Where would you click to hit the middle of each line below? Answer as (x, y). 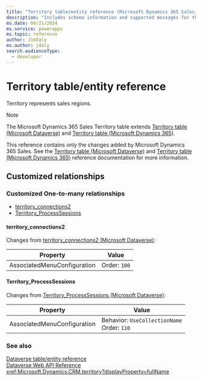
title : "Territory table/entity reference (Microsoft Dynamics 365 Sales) (102, 12)
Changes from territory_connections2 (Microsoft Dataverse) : (81, 240)
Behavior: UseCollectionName (142, 320)
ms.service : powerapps (35, 29)
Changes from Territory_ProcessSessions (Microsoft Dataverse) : (86, 295)
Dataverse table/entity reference (47, 359)
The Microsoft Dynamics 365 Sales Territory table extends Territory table (97, 127)
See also (19, 345)
